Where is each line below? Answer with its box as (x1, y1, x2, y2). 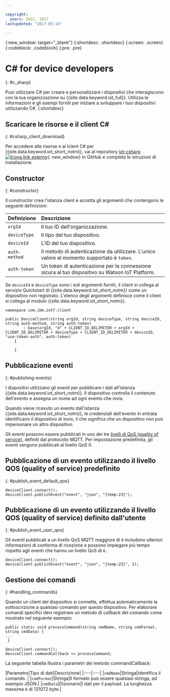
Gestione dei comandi (5, 576, 76, 584)
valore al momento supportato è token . (41, 254, 133, 261)
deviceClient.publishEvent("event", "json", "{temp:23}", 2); (5, 562, 139, 567)
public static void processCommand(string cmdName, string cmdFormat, (5, 625, 157, 630)
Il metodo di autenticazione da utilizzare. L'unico (41, 248, 156, 255)
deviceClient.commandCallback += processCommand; (5, 651, 112, 657)
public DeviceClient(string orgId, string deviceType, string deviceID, (5, 316, 162, 321)
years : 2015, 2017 (10, 16, 49, 22)
